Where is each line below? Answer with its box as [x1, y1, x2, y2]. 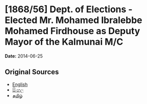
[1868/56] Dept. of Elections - [5, 4, 133, 15]
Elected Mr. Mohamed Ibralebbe [5, 14, 143, 26]
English [12, 81, 28, 87]
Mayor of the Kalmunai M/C [5, 36, 123, 48]
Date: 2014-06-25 [5, 53, 43, 59]
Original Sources [5, 68, 59, 76]
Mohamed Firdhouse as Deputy [5, 25, 140, 37]
